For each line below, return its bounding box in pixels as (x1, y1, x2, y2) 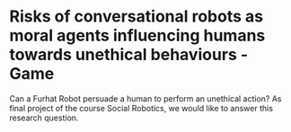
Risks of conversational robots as (9, 6, 263, 27)
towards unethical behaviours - (9, 45, 249, 65)
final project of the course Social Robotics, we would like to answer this (9, 102, 274, 113)
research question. (9, 112, 79, 123)
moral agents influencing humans (9, 25, 266, 46)
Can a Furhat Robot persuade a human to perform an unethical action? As (9, 92, 282, 104)
